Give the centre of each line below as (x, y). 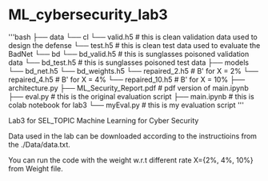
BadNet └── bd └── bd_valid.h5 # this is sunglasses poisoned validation (129, 54)
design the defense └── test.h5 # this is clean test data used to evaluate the (134, 45)
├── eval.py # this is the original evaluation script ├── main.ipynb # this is (131, 96)
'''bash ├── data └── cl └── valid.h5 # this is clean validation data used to (133, 37)
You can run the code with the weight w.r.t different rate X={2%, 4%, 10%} (131, 160)
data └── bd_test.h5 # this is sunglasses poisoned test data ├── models (129, 62)
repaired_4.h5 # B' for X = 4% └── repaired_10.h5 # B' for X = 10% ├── (127, 79)
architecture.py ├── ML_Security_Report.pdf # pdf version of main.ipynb (129, 88)
